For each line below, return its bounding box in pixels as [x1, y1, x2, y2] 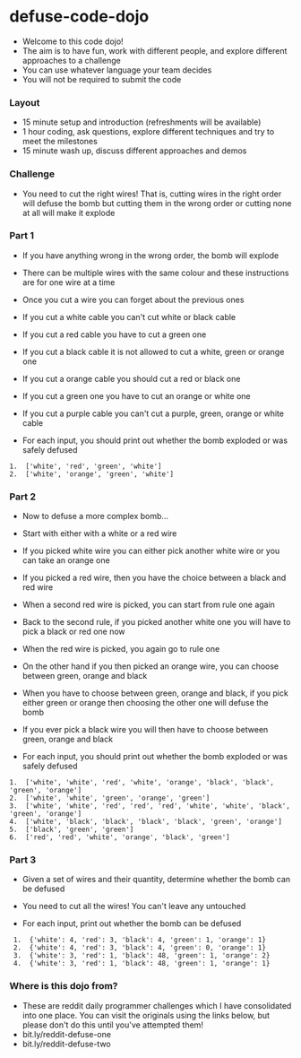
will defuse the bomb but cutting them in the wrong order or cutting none [21, 197, 292, 208]
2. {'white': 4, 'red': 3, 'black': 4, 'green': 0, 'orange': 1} [13, 943, 267, 952]
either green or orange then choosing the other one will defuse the [21, 698, 269, 708]
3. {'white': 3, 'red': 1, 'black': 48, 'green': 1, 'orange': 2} [13, 951, 271, 960]
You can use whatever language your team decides [21, 65, 212, 75]
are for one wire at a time [21, 276, 116, 288]
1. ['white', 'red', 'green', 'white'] [9, 462, 163, 471]
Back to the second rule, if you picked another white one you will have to [21, 617, 291, 628]
